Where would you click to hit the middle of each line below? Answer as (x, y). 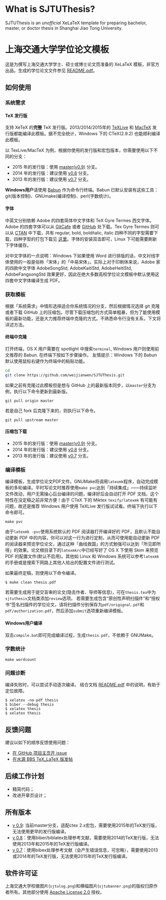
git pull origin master (30, 401)
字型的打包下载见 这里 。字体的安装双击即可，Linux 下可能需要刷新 (89, 239)
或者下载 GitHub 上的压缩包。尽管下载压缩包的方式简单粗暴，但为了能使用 (81, 312)
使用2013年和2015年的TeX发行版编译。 (52, 844)
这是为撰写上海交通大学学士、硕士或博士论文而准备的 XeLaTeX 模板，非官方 (82, 64)
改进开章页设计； (30, 795)
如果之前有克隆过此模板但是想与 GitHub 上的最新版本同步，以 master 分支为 (81, 385)
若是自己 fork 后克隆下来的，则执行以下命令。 (52, 410)
